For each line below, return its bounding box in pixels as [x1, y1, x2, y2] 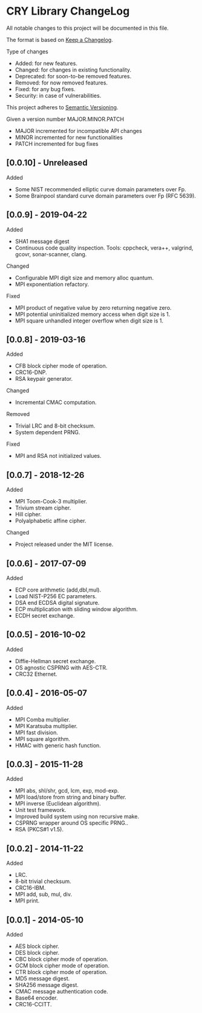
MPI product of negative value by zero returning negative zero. [15, 304, 172, 311]
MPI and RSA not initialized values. [15, 452, 102, 460]
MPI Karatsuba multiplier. [15, 722, 78, 729]
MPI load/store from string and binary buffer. [15, 794, 127, 801]
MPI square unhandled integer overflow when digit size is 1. [15, 317, 164, 324]
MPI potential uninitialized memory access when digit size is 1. [15, 310, 171, 318]
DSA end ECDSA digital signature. [15, 599, 100, 606]
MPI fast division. [15, 729, 59, 736]
